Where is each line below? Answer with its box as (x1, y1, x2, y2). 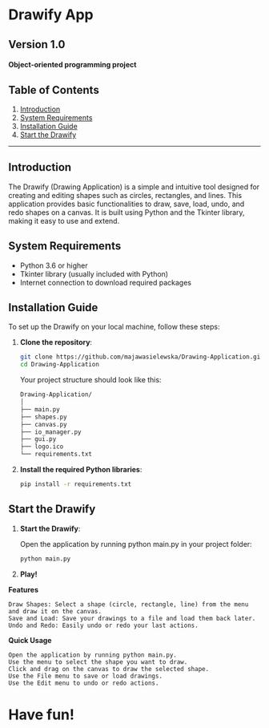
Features (8, 584, 38, 594)
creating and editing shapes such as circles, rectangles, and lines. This (8, 190, 243, 200)
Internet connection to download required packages (19, 277, 192, 287)
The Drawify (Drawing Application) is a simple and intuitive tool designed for (8, 182, 260, 192)
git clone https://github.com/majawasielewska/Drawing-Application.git (19, 353, 264, 362)
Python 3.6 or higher (19, 261, 88, 270)
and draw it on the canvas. (8, 607, 102, 615)
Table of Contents (8, 83, 100, 97)
